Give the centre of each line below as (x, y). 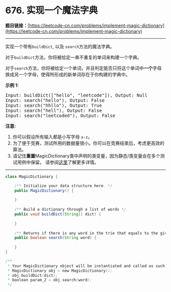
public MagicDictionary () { (44, 191)
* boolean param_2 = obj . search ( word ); (50, 280)
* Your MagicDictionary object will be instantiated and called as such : (87, 266)
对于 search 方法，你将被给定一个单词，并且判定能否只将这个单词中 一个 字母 (83, 68)
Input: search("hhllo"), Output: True (54, 105)
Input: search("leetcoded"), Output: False (60, 115)
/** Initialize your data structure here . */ (64, 186)
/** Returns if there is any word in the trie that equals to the (86, 233)
